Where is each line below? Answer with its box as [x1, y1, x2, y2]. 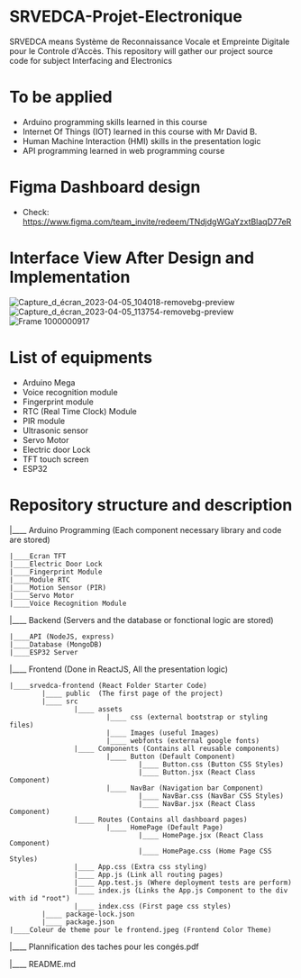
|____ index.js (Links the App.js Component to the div [73, 885, 288, 895]
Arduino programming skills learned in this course [22, 116, 207, 127]
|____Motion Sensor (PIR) [9, 583, 106, 592]
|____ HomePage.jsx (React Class [138, 830, 264, 839]
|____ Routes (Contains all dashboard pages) [73, 815, 248, 824]
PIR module [22, 415, 66, 426]
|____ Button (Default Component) [105, 752, 236, 761]
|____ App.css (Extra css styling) [73, 862, 207, 871]
